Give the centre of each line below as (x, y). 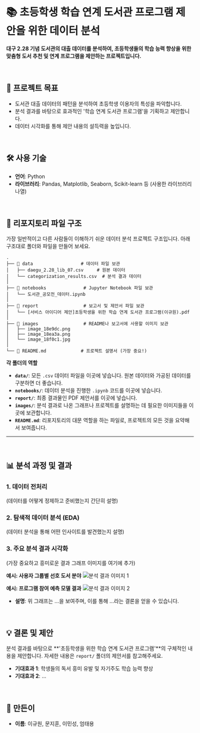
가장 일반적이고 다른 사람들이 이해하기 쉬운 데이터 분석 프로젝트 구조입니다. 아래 (98, 239)
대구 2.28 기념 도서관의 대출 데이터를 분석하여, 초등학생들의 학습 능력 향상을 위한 (99, 48)
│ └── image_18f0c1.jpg (38, 340)
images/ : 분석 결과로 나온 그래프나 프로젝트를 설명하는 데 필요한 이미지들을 (101, 406)
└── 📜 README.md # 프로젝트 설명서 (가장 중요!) (77, 351)
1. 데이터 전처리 (27, 487)
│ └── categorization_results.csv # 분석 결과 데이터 (74, 277)
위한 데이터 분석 (64, 31)
